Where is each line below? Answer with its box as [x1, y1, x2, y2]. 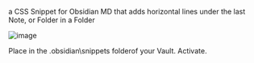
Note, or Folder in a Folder [8, 15, 95, 25]
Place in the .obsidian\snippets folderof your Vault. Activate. [8, 46, 207, 55]
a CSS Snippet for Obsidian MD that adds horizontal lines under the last [8, 7, 246, 16]
